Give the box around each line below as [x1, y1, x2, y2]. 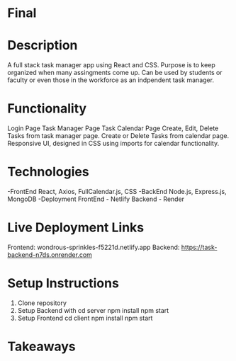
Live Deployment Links [7, 219, 144, 236]
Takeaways [7, 338, 76, 355]
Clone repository [17, 299, 67, 307]
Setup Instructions [7, 275, 119, 292]
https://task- [181, 243, 218, 251]
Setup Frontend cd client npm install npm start [17, 314, 153, 322]
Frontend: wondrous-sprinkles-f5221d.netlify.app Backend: [7, 243, 180, 251]
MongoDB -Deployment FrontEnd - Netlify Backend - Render [7, 195, 185, 203]
